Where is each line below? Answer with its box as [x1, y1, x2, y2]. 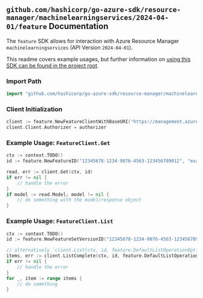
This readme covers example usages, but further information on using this [6, 55, 191, 63]
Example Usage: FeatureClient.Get [6, 138, 111, 147]
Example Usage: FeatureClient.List [6, 217, 114, 225]
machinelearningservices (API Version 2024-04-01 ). [6, 44, 133, 51]
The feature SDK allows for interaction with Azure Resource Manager [6, 37, 179, 45]
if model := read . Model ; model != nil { [6, 191, 110, 198]
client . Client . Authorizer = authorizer [6, 125, 107, 131]
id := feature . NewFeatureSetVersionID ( [6, 236, 107, 242]
